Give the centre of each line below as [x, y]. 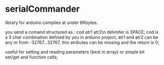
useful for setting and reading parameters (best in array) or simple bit [75, 52]
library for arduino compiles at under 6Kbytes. [51, 22]
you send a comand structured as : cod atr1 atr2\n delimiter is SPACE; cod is [82, 32]
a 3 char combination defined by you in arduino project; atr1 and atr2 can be [82, 37]
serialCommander [42, 9]
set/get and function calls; [31, 57]
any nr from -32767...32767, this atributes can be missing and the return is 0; [82, 42]
